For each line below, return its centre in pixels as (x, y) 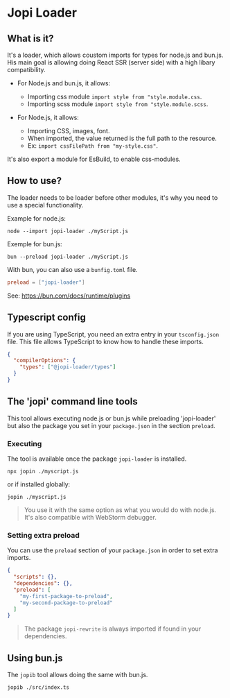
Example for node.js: (36, 218)
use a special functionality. (45, 205)
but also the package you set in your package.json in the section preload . (112, 425)
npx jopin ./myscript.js (43, 471)
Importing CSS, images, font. (69, 131)
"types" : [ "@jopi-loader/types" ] (68, 367)
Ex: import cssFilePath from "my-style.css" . (92, 146)
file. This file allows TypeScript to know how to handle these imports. (106, 341)
